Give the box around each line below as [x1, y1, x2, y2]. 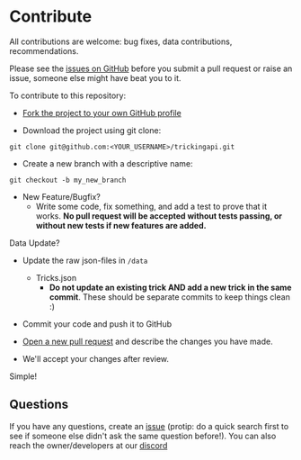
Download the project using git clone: [22, 124, 162, 136]
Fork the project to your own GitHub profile [22, 107, 181, 118]
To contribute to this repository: [9, 90, 127, 101]
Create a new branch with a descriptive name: [22, 158, 193, 168]
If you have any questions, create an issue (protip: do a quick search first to [9, 420, 289, 431]
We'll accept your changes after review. [22, 353, 169, 364]
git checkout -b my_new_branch [9, 176, 127, 185]
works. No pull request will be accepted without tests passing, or [35, 210, 283, 221]
